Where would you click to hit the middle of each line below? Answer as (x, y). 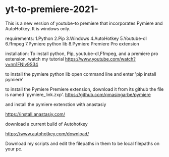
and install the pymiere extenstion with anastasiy (56, 104)
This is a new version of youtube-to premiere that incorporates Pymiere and (84, 23)
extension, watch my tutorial (35, 59)
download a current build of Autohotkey (47, 124)
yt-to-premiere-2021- (52, 9)
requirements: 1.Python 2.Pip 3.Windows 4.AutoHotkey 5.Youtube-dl (76, 38)
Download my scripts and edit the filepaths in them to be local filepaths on (82, 143)
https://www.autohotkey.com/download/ (47, 134)
